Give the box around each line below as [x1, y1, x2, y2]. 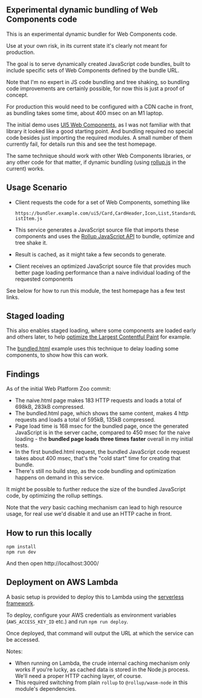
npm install [6, 544, 36, 550]
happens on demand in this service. [14, 474, 104, 481]
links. [6, 293, 20, 301]
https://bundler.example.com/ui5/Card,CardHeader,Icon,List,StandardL [14, 210, 197, 217]
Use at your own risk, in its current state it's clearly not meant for [6, 42, 168, 49]
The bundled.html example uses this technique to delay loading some [6, 345, 179, 353]
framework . [6, 599, 35, 607]
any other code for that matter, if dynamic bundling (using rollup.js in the [6, 158, 186, 166]
